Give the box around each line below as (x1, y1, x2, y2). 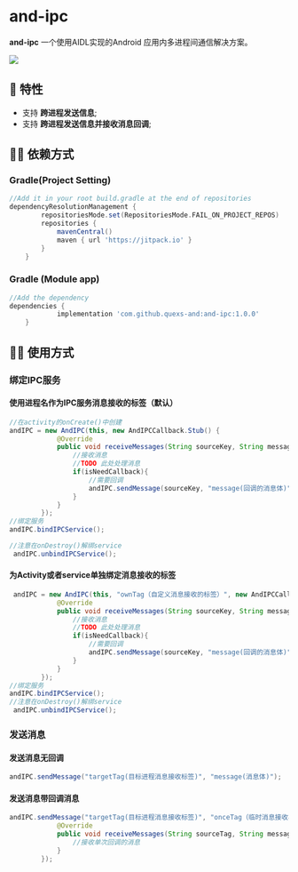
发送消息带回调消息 (9, 793, 80, 804)
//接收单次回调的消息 (72, 837, 140, 846)
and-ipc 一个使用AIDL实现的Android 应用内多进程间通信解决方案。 (9, 36, 253, 47)
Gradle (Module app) (9, 273, 100, 285)
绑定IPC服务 (9, 373, 61, 386)
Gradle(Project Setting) (9, 174, 112, 187)
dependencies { (9, 301, 66, 310)
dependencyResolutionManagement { (9, 203, 137, 212)
